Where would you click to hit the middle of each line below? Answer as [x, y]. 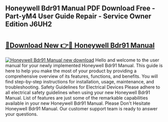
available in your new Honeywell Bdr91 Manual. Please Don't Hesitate [78, 103]
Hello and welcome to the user [127, 60]
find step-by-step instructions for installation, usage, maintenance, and [80, 82]
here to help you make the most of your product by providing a [71, 71]
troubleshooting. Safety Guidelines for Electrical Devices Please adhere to [83, 87]
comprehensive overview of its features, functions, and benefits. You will [82, 76]
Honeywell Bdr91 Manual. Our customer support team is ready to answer [81, 109]
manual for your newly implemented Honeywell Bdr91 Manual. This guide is [84, 65]
